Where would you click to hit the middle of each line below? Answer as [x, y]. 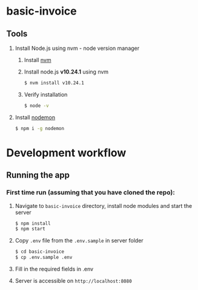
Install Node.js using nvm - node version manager [77, 48]
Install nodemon [35, 117]
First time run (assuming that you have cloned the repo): [91, 193]
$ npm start [30, 229]
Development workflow [66, 153]
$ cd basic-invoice [40, 252]
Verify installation [46, 94]
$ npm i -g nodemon [40, 128]
